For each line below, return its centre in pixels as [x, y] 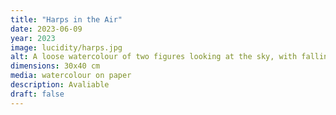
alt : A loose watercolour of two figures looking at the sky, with [154, 57]
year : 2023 [33, 38]
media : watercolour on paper [71, 76]
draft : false [37, 94]
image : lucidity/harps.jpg [66, 47]
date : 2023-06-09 [46, 29]
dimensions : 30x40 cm [55, 66]
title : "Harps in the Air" [66, 19]
